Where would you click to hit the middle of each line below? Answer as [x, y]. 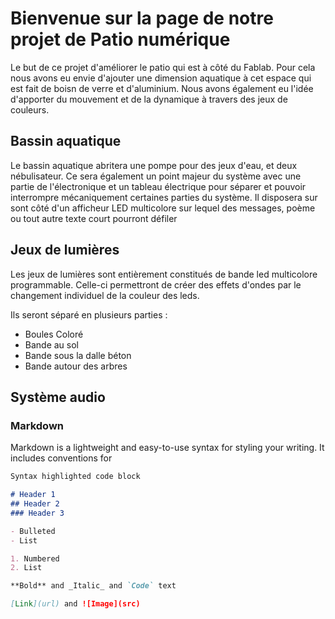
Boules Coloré [54, 334]
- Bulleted [33, 531]
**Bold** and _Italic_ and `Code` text [93, 586]
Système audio [58, 397]
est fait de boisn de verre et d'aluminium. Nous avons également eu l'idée [162, 88]
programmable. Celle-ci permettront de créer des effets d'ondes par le [156, 284]
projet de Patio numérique [120, 39]
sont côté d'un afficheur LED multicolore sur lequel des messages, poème [163, 208]
